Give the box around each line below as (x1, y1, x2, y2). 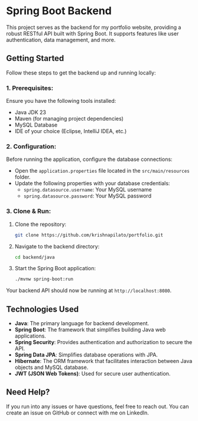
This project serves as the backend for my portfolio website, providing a (6, 24, 181, 31)
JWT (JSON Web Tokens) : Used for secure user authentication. (14, 370, 171, 377)
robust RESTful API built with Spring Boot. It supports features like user (6, 30, 179, 37)
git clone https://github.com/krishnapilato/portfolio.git (14, 232, 164, 238)
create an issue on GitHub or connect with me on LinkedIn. (6, 409, 150, 416)
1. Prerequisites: (6, 84, 54, 92)
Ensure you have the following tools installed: (6, 98, 116, 105)
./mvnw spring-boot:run (14, 276, 74, 282)
